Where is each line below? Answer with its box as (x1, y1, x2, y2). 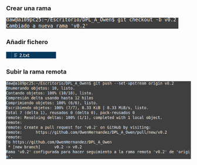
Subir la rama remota (6, 68, 67, 76)
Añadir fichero (6, 38, 49, 46)
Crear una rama (6, 4, 52, 12)
